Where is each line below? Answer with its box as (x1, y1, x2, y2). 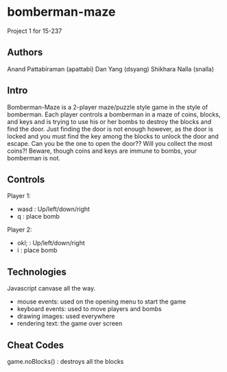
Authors (7, 47, 43, 58)
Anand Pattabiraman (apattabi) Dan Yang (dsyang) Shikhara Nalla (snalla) (7, 64, 215, 73)
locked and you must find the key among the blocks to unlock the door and (7, 132, 219, 140)
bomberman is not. (7, 153, 60, 162)
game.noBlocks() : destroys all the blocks (7, 358, 124, 365)
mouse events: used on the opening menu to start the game (16, 297, 187, 306)
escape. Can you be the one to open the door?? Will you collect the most (7, 139, 213, 147)
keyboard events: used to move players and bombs (16, 305, 163, 313)
